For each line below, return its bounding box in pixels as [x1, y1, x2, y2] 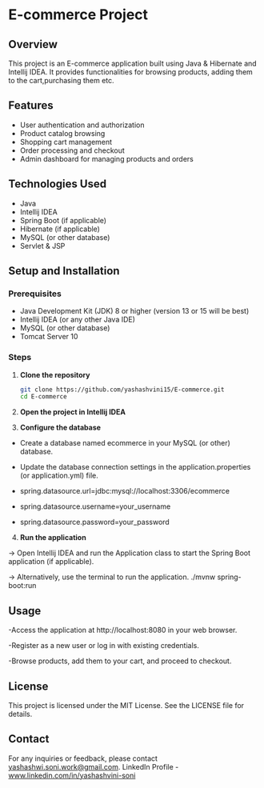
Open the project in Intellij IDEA [19, 407, 126, 417]
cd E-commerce [19, 393, 67, 401]
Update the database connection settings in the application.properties [19, 462, 251, 472]
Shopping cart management [19, 137, 113, 146]
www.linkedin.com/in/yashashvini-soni [8, 770, 136, 780]
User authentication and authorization [19, 120, 146, 130]
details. [8, 709, 33, 718]
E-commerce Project [8, 6, 149, 24]
